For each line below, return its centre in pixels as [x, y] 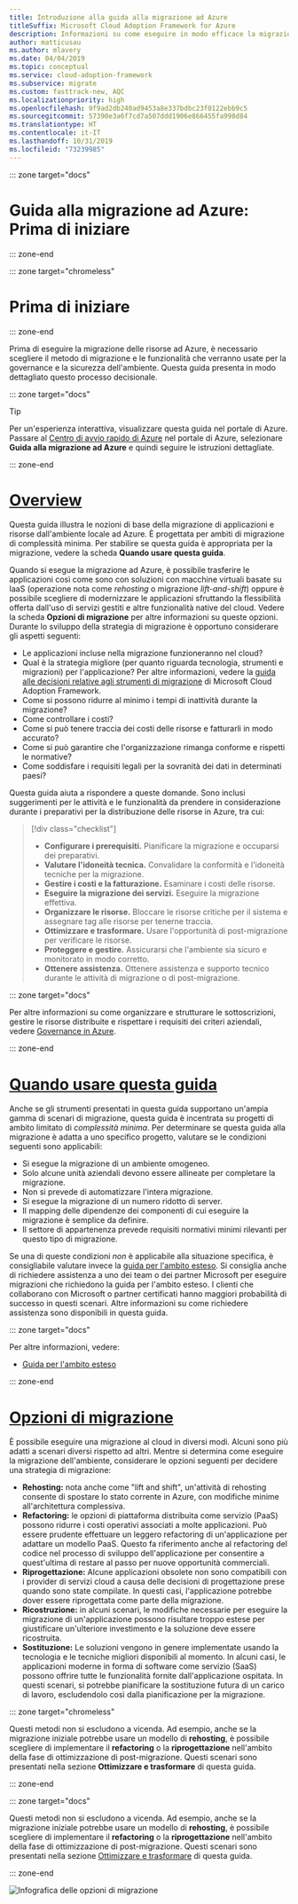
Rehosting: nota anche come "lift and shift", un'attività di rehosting [144, 1487]
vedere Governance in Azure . [63, 1031]
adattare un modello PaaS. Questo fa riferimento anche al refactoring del [155, 1544]
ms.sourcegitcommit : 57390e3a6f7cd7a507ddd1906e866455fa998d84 [129, 116]
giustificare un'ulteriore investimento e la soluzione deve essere [138, 1629]
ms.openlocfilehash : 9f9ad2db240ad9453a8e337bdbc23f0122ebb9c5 [129, 108]
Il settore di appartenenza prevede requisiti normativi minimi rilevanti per [154, 1230]
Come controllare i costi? [67, 719]
